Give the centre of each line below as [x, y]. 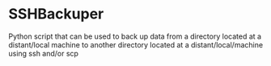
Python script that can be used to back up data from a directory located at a [135, 36]
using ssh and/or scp [44, 53]
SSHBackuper [56, 14]
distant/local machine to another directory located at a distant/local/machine [136, 44]
